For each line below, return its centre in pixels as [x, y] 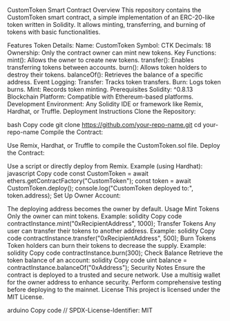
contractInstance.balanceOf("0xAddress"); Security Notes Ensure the [106, 267]
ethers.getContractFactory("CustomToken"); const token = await [99, 181]
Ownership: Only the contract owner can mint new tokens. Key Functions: [112, 52]
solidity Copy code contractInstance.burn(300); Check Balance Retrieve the [115, 253]
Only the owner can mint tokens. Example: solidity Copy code [95, 216]
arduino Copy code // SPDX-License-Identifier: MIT [80, 310]
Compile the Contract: [72, 132]
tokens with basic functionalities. [54, 32]
